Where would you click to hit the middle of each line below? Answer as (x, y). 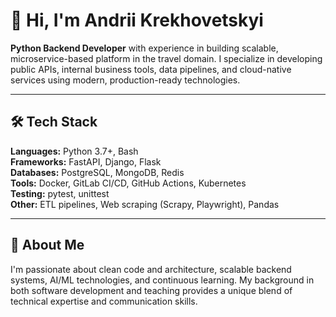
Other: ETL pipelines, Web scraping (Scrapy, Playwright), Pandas (145, 204)
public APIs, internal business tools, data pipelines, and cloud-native (151, 69)
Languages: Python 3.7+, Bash (74, 151)
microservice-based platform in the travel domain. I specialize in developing (166, 58)
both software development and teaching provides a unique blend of (151, 290)
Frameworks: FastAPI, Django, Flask (86, 161)
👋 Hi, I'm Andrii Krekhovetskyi (137, 20)
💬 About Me (47, 245)
